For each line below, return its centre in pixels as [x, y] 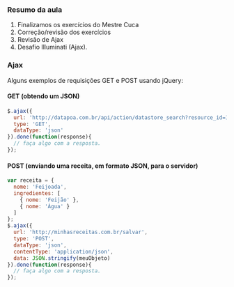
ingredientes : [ [37, 193]
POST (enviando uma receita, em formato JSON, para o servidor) [103, 166]
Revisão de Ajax [40, 40]
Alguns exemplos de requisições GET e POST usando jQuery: [95, 80]
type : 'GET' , [32, 124]
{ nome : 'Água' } [45, 206]
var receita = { [31, 180]
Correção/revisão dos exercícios [64, 32]
